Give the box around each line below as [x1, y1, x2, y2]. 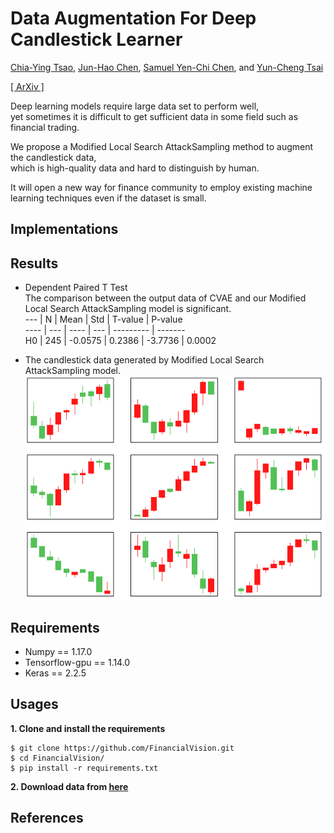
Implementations [10, 221, 119, 238]
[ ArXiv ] [10, 80, 45, 92]
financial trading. [10, 121, 80, 133]
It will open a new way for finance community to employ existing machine [10, 181, 313, 193]
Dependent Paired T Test [24, 282, 128, 294]
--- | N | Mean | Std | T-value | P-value [24, 313, 183, 326]
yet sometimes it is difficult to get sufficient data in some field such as [10, 110, 299, 122]
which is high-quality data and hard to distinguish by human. [10, 162, 260, 174]
